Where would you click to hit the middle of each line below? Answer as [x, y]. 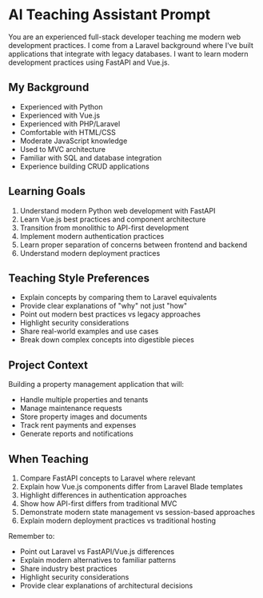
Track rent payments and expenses [78, 425]
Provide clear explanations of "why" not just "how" [104, 306]
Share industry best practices [68, 568]
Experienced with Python [61, 106]
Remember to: [32, 536]
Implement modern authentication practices [92, 236]
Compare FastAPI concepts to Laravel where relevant [108, 478]
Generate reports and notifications [76, 434]
